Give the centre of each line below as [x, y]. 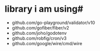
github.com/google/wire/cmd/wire [47, 43]
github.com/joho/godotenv [39, 33]
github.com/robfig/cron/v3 [39, 38]
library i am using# [44, 9]
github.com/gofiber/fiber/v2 [40, 27]
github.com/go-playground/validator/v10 [53, 23]
